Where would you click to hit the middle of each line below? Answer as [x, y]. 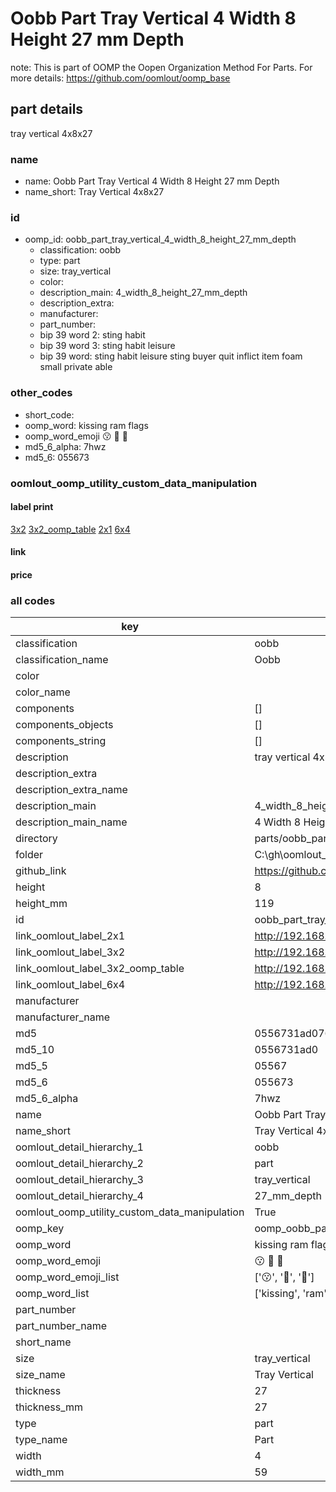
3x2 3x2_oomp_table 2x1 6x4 [70, 529]
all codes [33, 600]
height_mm [41, 904]
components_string [61, 741]
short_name [43, 1342]
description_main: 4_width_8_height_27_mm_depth [143, 293]
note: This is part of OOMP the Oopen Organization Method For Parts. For [161, 67]
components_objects [64, 725]
